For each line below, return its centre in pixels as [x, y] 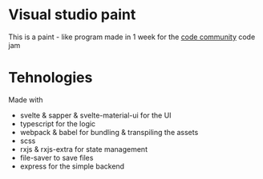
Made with [26, 99]
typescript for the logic [58, 123]
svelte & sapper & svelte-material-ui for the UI [95, 115]
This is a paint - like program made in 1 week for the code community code [132, 37]
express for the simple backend [72, 166]
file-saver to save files [57, 157]
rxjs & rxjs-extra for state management [84, 149]
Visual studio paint [72, 15]
